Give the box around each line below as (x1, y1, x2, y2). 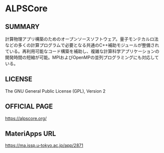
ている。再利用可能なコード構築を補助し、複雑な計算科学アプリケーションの (5, 49, 160, 54)
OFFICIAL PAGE (5, 102, 53, 111)
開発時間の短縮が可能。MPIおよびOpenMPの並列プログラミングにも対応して (5, 54, 159, 60)
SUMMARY (5, 23, 40, 31)
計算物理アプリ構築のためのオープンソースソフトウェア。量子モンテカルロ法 (5, 36, 159, 42)
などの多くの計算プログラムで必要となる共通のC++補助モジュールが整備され (5, 42, 159, 48)
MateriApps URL (5, 129, 56, 138)
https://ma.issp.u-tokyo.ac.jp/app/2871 (5, 143, 83, 149)
